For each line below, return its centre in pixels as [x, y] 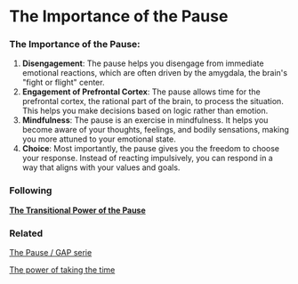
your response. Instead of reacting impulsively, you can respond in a [147, 158]
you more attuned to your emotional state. [99, 139]
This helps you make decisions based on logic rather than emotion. [145, 111]
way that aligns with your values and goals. [101, 167]
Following [31, 191]
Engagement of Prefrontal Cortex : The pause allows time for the [141, 92]
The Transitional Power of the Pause [78, 210]
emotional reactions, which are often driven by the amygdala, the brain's [154, 73]
